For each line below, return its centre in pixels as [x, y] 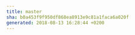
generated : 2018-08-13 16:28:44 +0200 [55, 23]
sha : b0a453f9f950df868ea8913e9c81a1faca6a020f [68, 17]
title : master [24, 12]
